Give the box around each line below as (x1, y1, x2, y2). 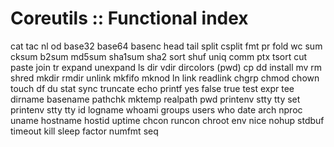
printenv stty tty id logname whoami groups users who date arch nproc (10, 103, 303, 116)
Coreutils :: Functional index (10, 7, 249, 30)
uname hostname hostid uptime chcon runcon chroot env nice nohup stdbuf (10, 114, 325, 126)
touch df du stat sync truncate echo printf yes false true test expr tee (10, 82, 295, 94)
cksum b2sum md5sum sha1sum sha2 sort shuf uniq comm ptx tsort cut (10, 50, 308, 62)
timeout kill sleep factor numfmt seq (10, 125, 159, 137)
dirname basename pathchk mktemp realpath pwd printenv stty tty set (10, 93, 301, 105)
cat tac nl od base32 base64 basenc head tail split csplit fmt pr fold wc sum (10, 40, 323, 52)
